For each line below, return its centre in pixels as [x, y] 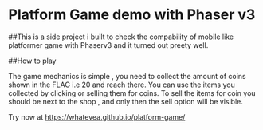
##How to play [32, 61]
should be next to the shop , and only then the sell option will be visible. [126, 101]
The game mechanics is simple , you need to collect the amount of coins [128, 76]
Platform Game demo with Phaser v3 [132, 15]
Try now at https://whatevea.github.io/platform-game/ [97, 116]
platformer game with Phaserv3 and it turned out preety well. [108, 45]
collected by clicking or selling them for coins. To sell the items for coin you [132, 93]
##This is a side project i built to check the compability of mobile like [121, 37]
